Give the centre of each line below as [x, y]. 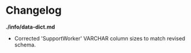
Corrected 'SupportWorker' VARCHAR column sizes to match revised [100, 38]
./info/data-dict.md [30, 27]
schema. [25, 45]
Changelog [34, 10]
